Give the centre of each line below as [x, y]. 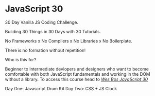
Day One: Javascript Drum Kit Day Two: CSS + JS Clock [61, 88]
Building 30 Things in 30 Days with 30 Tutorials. [53, 31]
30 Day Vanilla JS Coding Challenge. [42, 22]
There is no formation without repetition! [45, 50]
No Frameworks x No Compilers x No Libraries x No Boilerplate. [69, 41]
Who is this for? [21, 59]
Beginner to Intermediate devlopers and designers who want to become [77, 69]
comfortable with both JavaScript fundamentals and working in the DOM [78, 74]
